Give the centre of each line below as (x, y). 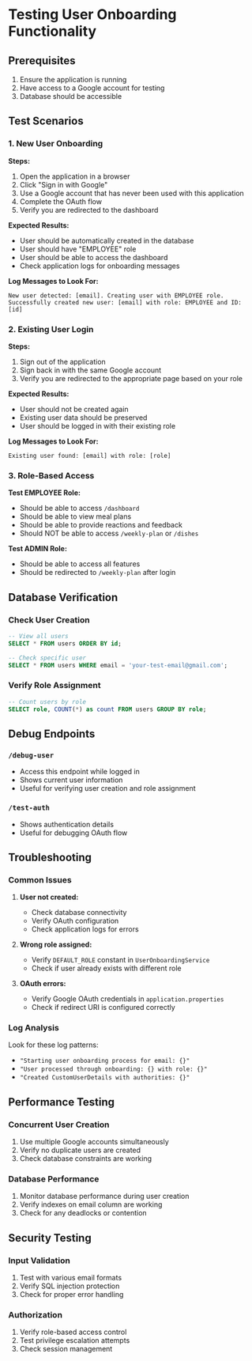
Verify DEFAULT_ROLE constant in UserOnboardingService (120, 960)
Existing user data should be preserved (83, 418)
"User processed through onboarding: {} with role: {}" (113, 1069)
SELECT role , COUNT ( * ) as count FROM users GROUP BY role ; (107, 709)
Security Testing (50, 1238)
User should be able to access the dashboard (94, 257)
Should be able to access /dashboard (79, 508)
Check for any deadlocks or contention (83, 1213)
